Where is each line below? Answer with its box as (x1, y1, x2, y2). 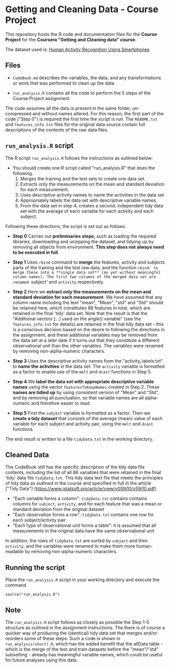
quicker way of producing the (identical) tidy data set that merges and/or (5, 630, 157, 636)
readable (5, 549, 24, 555)
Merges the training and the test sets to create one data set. (20, 175, 146, 181)
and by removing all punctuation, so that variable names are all (12, 395, 144, 401)
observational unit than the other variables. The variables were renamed (12, 342, 164, 348)
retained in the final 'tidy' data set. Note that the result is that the (12, 310, 148, 316)
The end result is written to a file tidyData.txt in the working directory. (5, 436, 154, 442)
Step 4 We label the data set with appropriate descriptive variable (12, 378, 154, 385)
